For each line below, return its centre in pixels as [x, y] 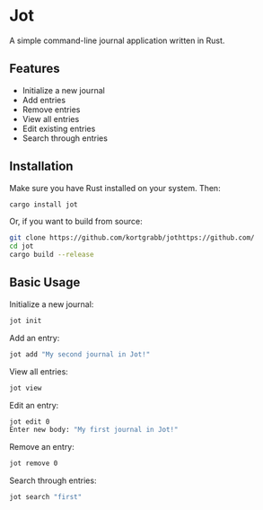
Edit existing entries [59, 128]
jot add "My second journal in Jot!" [80, 354]
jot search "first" [46, 497]
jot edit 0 [30, 422]
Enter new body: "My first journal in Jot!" [94, 430]
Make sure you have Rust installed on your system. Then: [115, 188]
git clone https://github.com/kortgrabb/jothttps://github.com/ [132, 238]
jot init [26, 321]
